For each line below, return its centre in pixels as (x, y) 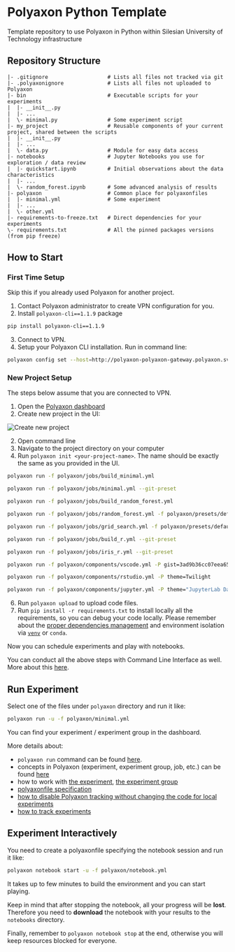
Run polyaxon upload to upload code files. (78, 603)
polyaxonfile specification (55, 789)
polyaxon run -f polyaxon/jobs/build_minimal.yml (81, 476)
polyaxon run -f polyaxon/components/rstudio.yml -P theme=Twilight (109, 577)
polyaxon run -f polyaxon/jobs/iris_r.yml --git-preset (90, 552)
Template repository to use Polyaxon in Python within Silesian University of (115, 31)
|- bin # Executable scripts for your (103, 95)
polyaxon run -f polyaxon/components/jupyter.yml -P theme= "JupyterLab (114, 590)
